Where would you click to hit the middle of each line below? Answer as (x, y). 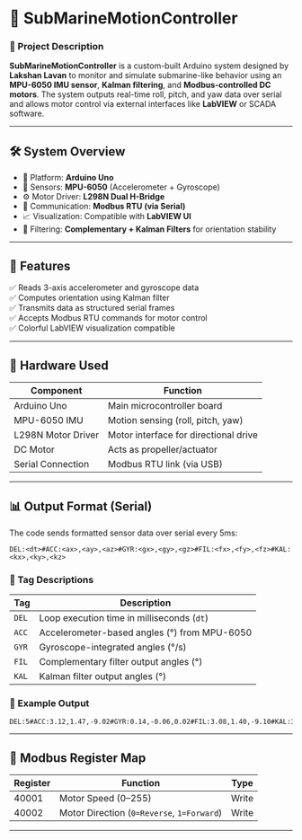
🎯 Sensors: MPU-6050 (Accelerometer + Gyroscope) (121, 187)
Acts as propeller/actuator (163, 449)
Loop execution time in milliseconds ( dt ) (124, 618)
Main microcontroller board (165, 405)
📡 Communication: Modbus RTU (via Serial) (104, 207)
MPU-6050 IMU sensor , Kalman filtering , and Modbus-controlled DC (140, 85)
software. (27, 114)
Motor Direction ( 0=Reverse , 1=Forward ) (141, 813)
